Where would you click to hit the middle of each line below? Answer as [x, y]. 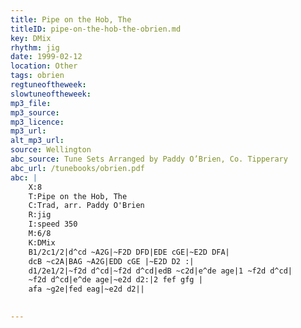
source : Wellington [51, 150]
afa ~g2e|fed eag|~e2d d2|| [86, 289]
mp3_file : [31, 103]
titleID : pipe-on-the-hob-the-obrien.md [96, 29]
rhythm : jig [35, 47]
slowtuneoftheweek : [51, 94]
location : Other [44, 66]
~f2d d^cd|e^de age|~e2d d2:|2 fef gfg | [115, 280]
